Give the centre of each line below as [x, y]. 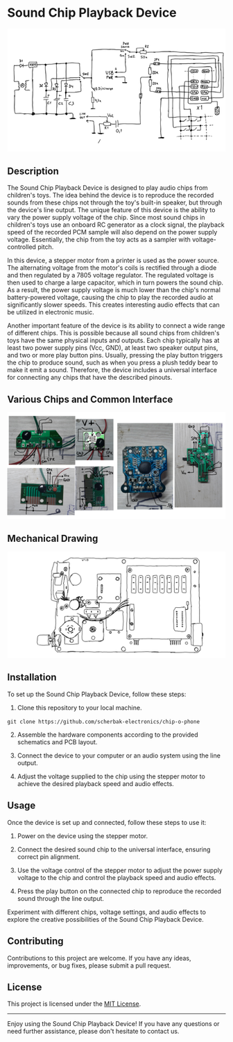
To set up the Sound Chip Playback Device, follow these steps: [97, 694]
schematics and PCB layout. [57, 742]
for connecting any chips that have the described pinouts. [90, 378]
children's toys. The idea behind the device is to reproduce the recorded [111, 195]
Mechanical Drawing [53, 538]
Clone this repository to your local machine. [79, 707]
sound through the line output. [60, 898]
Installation [32, 677]
